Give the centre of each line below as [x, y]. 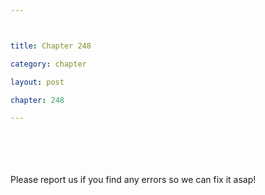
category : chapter [48, 64]
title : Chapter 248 [51, 46]
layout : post [37, 82]
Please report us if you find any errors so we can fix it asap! [133, 180]
